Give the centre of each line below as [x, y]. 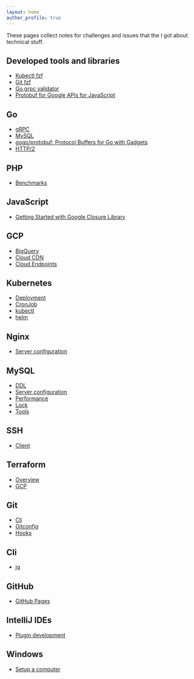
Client [23, 446]
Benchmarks [31, 183]
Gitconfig [27, 526]
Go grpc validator [37, 89]
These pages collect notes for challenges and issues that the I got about [97, 35]
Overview [27, 479]
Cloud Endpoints [36, 264]
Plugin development [40, 635]
